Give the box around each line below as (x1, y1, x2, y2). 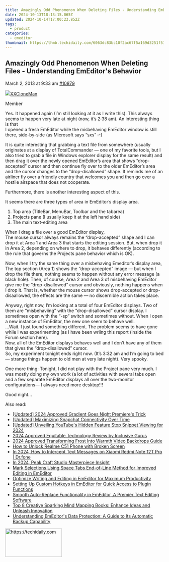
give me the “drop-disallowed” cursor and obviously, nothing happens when (5, 281, 163, 288)
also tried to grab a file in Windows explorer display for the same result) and (5, 152, 162, 158)
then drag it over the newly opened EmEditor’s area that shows (5, 158, 135, 164)
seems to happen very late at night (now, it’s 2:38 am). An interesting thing (5, 116, 159, 122)
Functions (12, 486, 34, 492)
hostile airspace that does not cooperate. (5, 179, 91, 185)
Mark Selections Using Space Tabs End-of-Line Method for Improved (12, 465, 156, 471)
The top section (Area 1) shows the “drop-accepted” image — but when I (5, 266, 156, 272)
